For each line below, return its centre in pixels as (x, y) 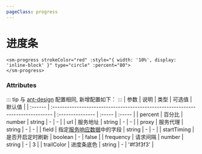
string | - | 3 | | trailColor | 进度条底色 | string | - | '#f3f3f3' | (80, 144)
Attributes (21, 85)
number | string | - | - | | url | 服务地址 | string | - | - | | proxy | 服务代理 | (95, 122)
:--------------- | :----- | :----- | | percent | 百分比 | (120, 114)
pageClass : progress (32, 12)
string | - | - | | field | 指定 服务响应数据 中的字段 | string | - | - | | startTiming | (100, 129)
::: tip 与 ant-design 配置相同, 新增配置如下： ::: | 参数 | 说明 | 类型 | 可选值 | (99, 99)
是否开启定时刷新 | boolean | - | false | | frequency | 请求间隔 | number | (95, 137)
